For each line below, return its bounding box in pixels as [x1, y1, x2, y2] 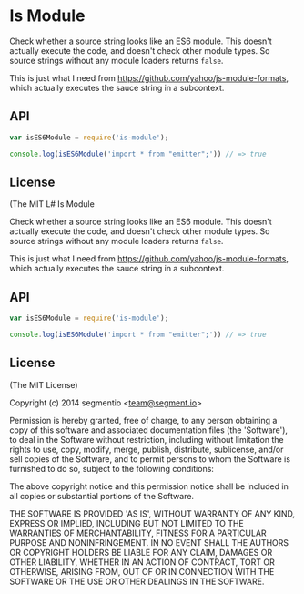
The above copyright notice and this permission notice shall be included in [9, 480, 289, 492]
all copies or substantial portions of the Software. [9, 490, 194, 501]
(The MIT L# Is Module [9, 199, 96, 210]
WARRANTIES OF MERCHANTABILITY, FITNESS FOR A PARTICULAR [9, 527, 267, 538]
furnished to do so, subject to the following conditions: [9, 463, 214, 474]
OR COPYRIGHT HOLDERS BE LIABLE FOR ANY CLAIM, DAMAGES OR [9, 547, 273, 558]
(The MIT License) [9, 379, 79, 390]
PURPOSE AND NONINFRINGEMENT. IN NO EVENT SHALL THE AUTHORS [9, 537, 289, 548]
